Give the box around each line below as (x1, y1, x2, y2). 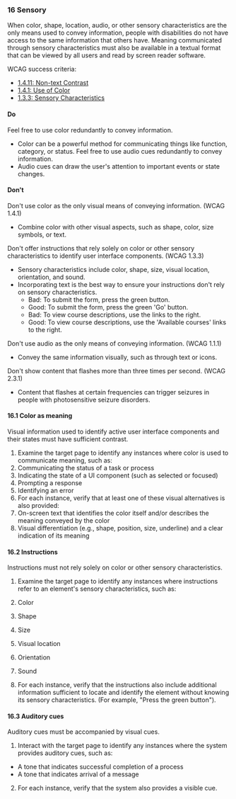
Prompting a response (17, 478, 83, 487)
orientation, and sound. (17, 273, 86, 281)
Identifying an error (17, 486, 74, 494)
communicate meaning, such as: (17, 455, 113, 465)
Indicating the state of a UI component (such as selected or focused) (17, 471, 218, 480)
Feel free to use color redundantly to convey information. (7, 125, 173, 134)
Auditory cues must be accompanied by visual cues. (7, 727, 160, 736)
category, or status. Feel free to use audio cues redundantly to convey (17, 147, 223, 155)
